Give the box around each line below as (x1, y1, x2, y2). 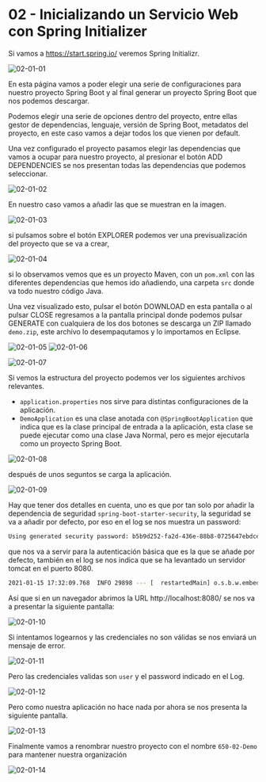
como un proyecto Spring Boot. (19, 438, 123, 448)
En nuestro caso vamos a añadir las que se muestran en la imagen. (8, 200, 227, 209)
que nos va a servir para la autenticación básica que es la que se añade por (8, 547, 255, 556)
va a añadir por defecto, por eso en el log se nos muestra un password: (8, 517, 241, 526)
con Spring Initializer (8, 22, 148, 40)
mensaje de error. (8, 640, 66, 650)
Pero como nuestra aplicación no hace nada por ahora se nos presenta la (8, 702, 248, 711)
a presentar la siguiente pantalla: (8, 601, 115, 611)
